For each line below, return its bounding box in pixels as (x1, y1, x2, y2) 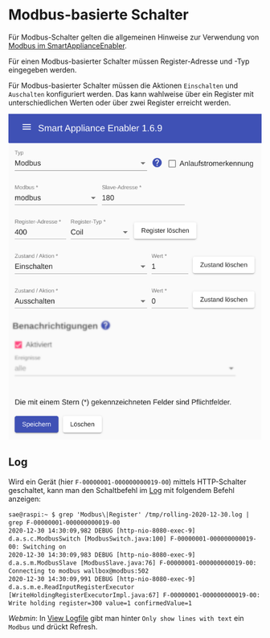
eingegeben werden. (8, 64, 77, 74)
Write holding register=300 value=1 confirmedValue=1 (8, 599, 193, 607)
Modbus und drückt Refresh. (8, 622, 98, 632)
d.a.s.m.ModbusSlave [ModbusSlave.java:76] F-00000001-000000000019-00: (8, 558, 257, 567)
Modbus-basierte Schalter (8, 6, 189, 24)
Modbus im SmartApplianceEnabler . (8, 40, 127, 50)
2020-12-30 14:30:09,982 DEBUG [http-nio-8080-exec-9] (8, 526, 196, 535)
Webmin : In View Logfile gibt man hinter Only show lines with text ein (8, 613, 244, 623)
